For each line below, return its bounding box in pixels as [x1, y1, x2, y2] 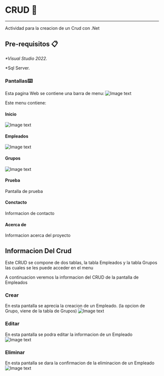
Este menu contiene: [5, 100, 46, 106]
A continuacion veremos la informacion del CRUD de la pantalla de [5, 274, 139, 281]
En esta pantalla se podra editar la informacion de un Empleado [5, 331, 133, 337]
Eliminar [5, 349, 25, 355]
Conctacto [5, 199, 27, 205]
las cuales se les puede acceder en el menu [5, 265, 94, 271]
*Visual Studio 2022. [5, 55, 47, 61]
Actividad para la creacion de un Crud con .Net [5, 25, 100, 31]
